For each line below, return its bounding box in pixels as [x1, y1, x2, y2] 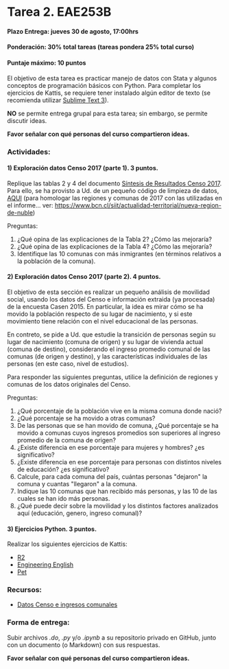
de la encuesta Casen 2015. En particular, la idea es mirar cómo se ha [7, 302, 204, 310]
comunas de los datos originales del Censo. [7, 380, 131, 388]
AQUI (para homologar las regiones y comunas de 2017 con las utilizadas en [7, 194, 223, 202]
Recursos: [7, 585, 43, 595]
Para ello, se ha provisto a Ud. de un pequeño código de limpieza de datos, [7, 186, 219, 194]
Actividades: [7, 147, 51, 157]
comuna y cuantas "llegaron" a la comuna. [16, 479, 138, 488]
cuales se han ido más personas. [16, 494, 110, 502]
